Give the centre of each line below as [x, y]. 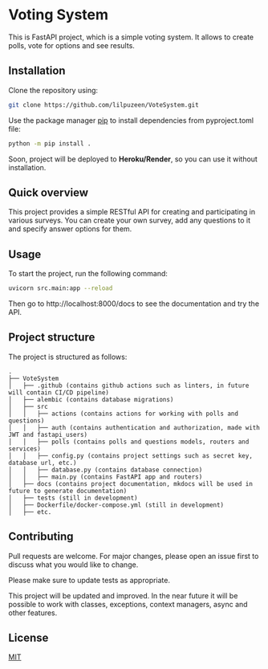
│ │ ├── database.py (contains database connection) [106, 470]
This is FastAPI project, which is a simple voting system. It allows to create [131, 37]
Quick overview [49, 192]
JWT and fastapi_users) [48, 434]
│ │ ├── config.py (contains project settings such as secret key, [130, 455]
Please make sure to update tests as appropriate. [89, 580]
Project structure [52, 338]
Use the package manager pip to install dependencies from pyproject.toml [131, 120]
